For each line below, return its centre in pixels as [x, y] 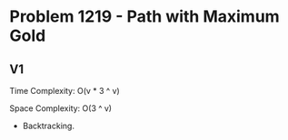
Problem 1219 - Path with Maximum [144, 17]
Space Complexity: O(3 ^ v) [60, 108]
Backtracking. [49, 126]
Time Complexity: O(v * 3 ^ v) [65, 91]
